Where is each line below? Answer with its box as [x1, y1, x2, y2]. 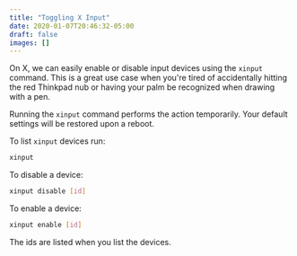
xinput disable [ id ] [9, 187, 87, 196]
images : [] [9, 38, 50, 48]
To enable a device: [9, 203, 83, 214]
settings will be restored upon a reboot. [9, 119, 155, 129]
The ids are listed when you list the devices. [9, 236, 172, 247]
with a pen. [9, 92, 51, 102]
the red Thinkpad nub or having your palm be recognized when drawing [9, 82, 275, 93]
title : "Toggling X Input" [9, 13, 110, 22]
